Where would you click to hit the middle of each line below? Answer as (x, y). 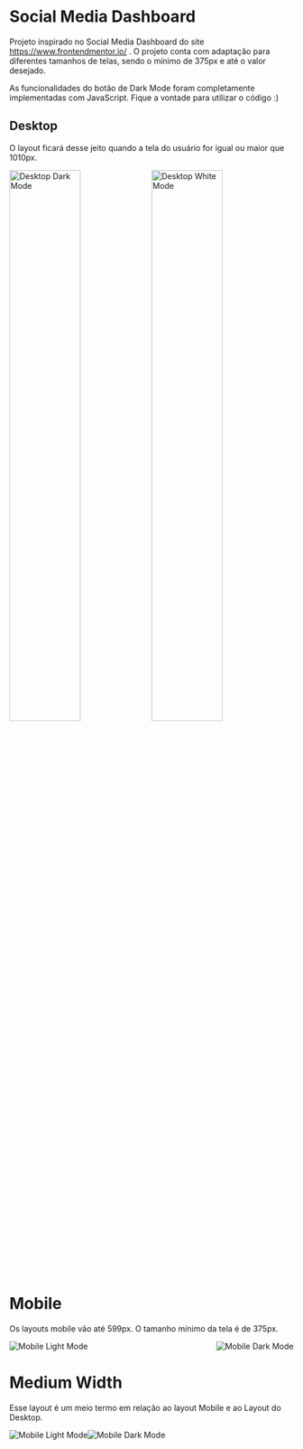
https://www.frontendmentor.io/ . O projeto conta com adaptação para (140, 51)
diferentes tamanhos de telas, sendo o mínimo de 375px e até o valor (138, 61)
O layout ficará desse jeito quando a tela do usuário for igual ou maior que (147, 147)
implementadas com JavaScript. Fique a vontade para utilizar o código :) (144, 98)
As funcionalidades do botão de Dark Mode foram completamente (132, 88)
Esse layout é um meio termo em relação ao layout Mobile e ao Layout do (145, 1407)
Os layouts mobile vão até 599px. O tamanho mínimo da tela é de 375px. (144, 1328)
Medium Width (66, 1383)
